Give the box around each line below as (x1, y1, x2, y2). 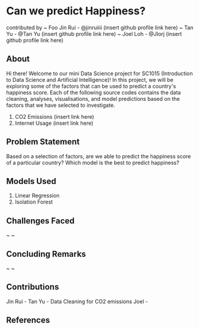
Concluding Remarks (6, 249, 87, 259)
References (6, 315, 50, 325)
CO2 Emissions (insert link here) (14, 113, 94, 120)
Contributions (6, 282, 59, 292)
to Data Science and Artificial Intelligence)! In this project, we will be (6, 76, 174, 83)
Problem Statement (6, 137, 80, 147)
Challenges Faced (6, 216, 75, 226)
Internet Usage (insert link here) (14, 119, 94, 127)
